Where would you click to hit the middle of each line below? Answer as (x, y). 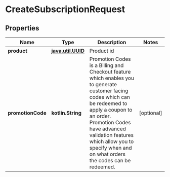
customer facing (109, 91)
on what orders (107, 154)
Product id (102, 51)
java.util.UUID (68, 51)
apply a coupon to (111, 110)
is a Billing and (107, 65)
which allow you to (112, 141)
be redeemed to (108, 103)
